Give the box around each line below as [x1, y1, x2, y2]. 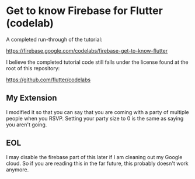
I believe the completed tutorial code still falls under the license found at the [6, 58, 189, 66]
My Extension [6, 93, 57, 103]
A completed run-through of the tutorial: [6, 36, 103, 43]
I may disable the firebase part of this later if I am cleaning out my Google [6, 153, 183, 160]
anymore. [6, 166, 29, 173]
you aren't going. [6, 121, 47, 128]
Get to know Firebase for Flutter [6, 4, 163, 18]
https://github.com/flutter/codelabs [6, 76, 91, 83]
